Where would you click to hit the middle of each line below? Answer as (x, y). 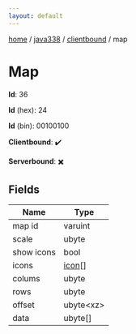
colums (26, 279)
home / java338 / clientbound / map (68, 39)
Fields (24, 189)
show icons (34, 252)
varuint (77, 226)
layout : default (36, 16)
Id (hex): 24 (28, 109)
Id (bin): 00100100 (39, 126)
